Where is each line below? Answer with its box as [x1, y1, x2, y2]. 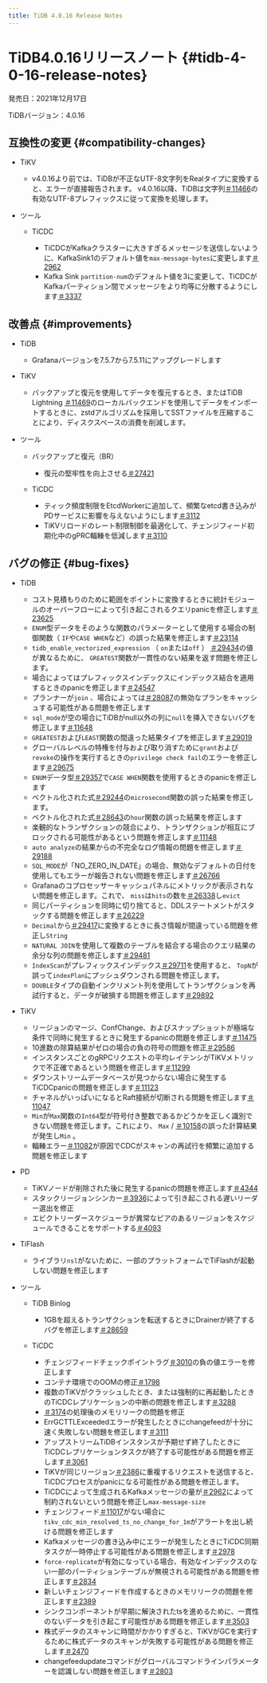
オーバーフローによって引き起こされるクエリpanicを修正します [45, 605, 252, 614]
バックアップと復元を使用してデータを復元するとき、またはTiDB [31, 388, 243, 397]
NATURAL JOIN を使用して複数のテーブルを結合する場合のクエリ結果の [31, 940, 257, 950]
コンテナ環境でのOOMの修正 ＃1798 [43, 1378, 161, 1386]
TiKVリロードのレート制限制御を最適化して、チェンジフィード [43, 521, 248, 530]
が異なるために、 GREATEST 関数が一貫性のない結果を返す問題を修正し [31, 653, 258, 662]
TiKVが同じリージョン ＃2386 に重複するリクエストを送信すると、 [43, 1467, 258, 1476]
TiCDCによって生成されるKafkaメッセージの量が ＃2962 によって [43, 1487, 254, 1496]
